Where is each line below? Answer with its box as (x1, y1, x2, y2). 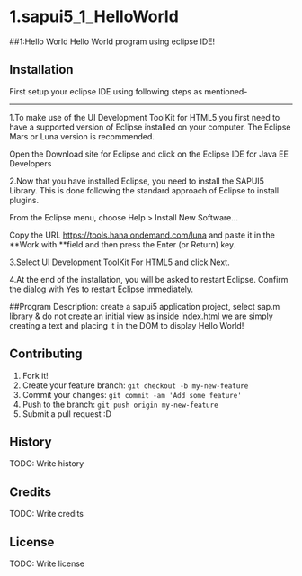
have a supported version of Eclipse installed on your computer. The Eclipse (9, 121, 291, 132)
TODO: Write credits (9, 508, 84, 519)
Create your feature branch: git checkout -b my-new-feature (22, 380, 249, 391)
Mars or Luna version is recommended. (9, 130, 155, 141)
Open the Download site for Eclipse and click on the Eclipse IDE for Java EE (9, 148, 289, 159)
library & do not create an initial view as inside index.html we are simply (9, 310, 274, 321)
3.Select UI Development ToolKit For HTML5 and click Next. (9, 256, 231, 267)
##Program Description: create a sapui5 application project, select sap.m (9, 301, 280, 311)
